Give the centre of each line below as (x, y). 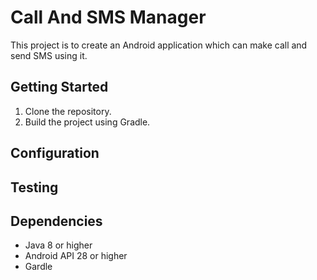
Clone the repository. (68, 111)
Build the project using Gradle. (87, 122)
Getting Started (59, 87)
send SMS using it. (49, 55)
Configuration (55, 153)
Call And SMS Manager (108, 17)
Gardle (38, 267)
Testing (34, 187)
